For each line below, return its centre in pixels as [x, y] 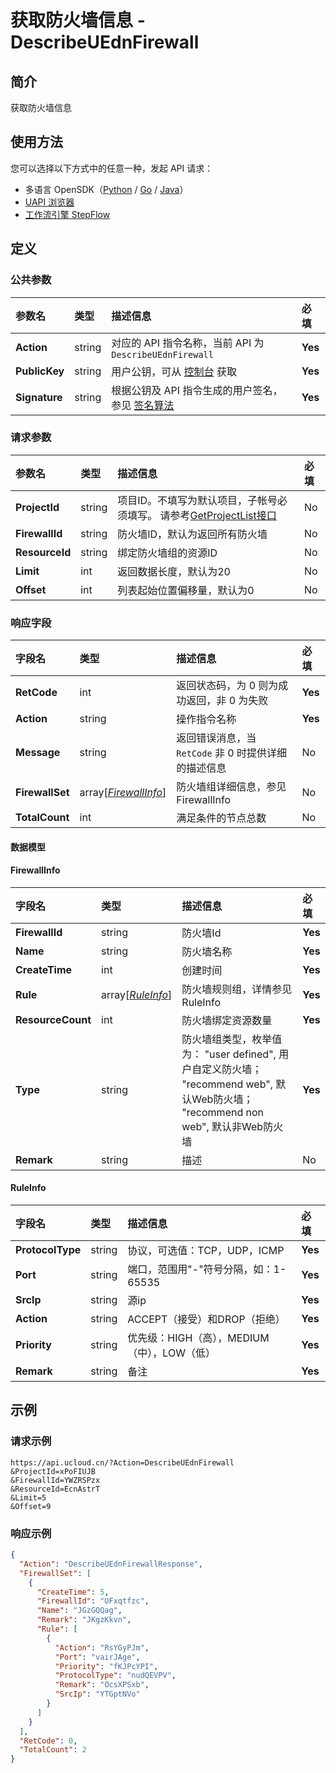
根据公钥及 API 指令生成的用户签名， [197, 390]
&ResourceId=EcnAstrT [55, 1489]
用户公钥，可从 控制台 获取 [174, 371]
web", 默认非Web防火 [232, 1126]
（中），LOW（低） [171, 1353]
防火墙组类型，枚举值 [232, 1039]
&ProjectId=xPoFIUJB [53, 1471]
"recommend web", [227, 1084]
